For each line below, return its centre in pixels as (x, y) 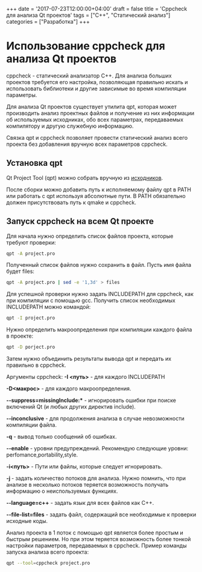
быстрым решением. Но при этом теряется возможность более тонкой (99, 539)
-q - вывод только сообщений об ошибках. (62, 437)
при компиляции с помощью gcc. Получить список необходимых (91, 301)
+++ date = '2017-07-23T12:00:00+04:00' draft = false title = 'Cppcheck (97, 9)
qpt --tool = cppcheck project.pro (48, 563)
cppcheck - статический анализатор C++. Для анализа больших (89, 76)
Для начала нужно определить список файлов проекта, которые (90, 236)
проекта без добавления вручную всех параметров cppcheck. (87, 144)
